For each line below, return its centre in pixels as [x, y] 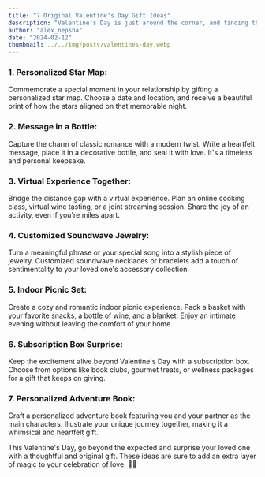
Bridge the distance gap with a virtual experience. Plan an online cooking [127, 199]
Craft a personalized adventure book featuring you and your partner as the [129, 416]
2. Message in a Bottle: [53, 127]
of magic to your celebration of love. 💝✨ [73, 464]
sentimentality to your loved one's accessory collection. [99, 270]
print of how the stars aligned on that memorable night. [98, 106]
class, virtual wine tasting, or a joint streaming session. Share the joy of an [129, 207]
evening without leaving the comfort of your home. [91, 323]
